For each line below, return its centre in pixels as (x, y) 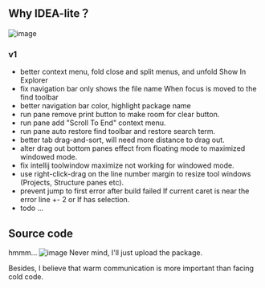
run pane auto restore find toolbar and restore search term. (118, 132)
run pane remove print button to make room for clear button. (120, 115)
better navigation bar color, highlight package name (105, 106)
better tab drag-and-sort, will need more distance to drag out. (122, 140)
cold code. (26, 276)
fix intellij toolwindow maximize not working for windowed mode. (127, 165)
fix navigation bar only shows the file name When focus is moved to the (138, 89)
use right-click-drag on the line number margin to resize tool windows (135, 174)
